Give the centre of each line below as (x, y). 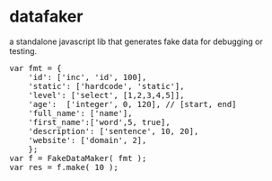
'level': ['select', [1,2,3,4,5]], (106, 95)
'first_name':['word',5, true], (99, 122)
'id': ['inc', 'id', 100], (88, 77)
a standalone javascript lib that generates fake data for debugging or (136, 41)
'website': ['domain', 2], (88, 140)
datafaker (46, 17)
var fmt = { (35, 68)
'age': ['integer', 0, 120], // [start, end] (132, 104)
